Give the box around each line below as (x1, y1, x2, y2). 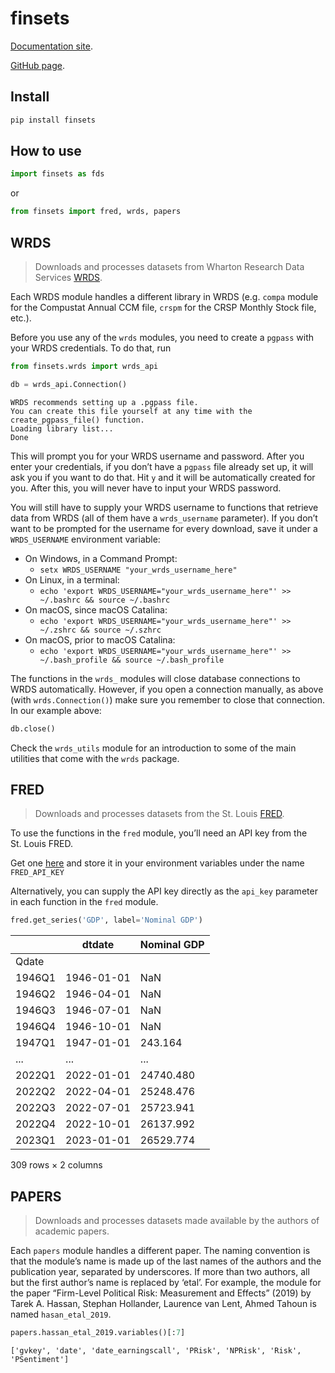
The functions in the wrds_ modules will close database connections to (10, 672, 301, 684)
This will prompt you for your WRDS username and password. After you (10, 450, 305, 462)
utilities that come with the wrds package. (10, 752, 180, 764)
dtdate (81, 938, 115, 952)
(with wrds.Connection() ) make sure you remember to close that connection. (10, 693, 325, 706)
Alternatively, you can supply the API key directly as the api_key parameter (10, 885, 318, 897)
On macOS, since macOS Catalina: (24, 603, 168, 616)
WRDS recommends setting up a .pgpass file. (10, 397, 199, 407)
